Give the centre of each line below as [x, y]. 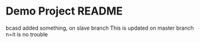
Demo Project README [64, 11]
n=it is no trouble [27, 34]
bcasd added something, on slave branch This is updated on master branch [100, 28]
